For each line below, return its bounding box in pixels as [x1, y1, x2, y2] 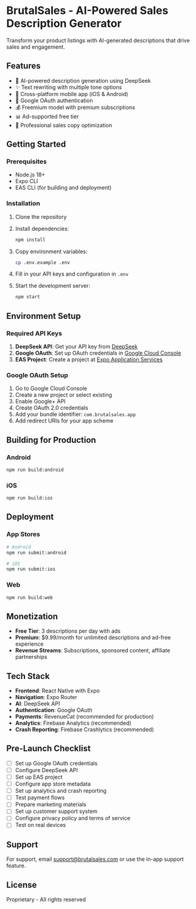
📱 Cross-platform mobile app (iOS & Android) [15, 90, 128, 97]
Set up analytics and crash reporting [15, 787, 107, 795]
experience [15, 640, 44, 648]
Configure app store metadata [15, 780, 91, 788]
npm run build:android [6, 467, 64, 473]
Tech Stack [6, 670, 50, 681]
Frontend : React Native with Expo [15, 687, 100, 694]
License [6, 880, 37, 890]
